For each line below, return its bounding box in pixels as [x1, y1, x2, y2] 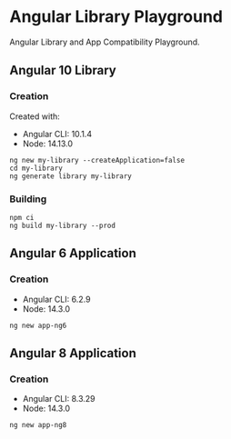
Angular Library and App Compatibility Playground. [9, 36, 200, 47]
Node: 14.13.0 [22, 138, 74, 149]
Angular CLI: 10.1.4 [22, 128, 93, 139]
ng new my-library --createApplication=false [9, 155, 185, 165]
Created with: [9, 111, 61, 122]
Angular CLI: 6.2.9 [22, 294, 91, 304]
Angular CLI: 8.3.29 [22, 394, 95, 404]
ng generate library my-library [9, 171, 132, 181]
